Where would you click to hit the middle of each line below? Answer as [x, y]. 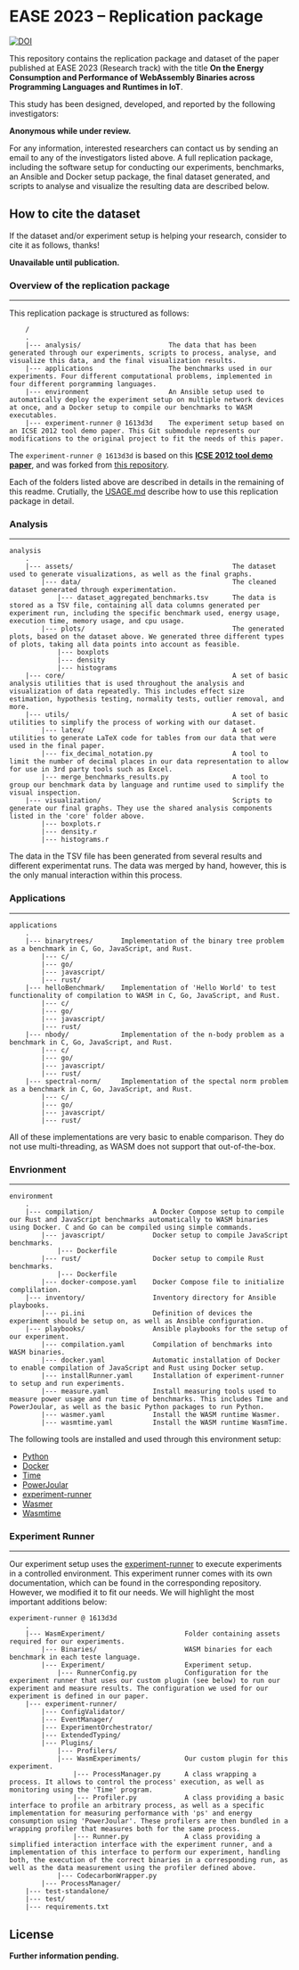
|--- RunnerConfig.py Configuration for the [162, 1673]
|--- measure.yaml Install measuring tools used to [159, 1391]
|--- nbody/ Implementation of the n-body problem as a [155, 1034]
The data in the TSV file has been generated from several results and [136, 856]
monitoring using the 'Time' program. [81, 1790]
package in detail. [42, 501]
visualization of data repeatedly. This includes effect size [127, 692]
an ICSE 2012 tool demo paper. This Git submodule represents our [135, 431]
